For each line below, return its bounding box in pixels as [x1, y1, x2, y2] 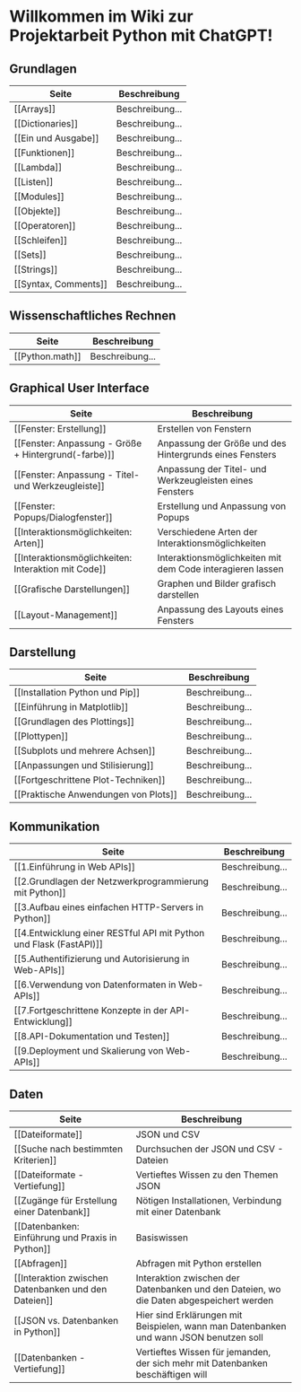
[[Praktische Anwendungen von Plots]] [13, 788, 177, 801]
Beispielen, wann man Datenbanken [135, 1320, 287, 1333]
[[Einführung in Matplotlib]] [13, 701, 129, 714]
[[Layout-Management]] [13, 608, 118, 621]
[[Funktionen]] [13, 146, 75, 159]
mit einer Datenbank [135, 1205, 221, 1218]
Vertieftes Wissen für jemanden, [135, 1346, 271, 1359]
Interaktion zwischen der [135, 1272, 240, 1284]
